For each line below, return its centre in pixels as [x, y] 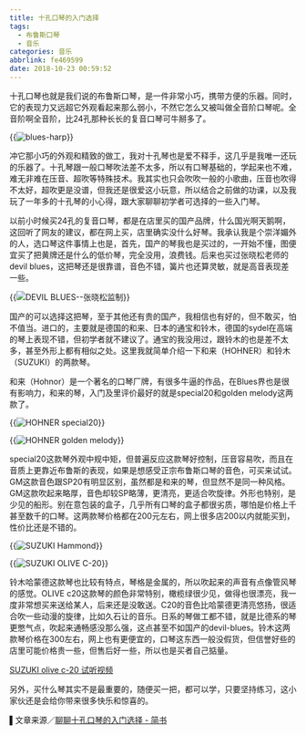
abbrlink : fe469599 [46, 60]
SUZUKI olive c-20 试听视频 [61, 669]
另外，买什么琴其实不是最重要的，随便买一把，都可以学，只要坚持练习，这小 [153, 688]
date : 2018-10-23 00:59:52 [61, 69]
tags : [20, 26]
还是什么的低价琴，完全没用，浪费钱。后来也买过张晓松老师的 [173, 254]
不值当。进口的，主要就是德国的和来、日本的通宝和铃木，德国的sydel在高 [147, 327]
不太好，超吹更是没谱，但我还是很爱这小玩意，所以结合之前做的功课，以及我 [153, 190]
